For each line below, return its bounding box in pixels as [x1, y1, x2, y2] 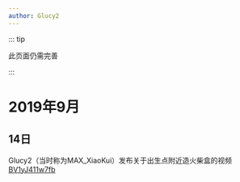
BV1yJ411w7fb [8, 164, 56, 174]
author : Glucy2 [8, 11, 60, 20]
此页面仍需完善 [8, 50, 58, 61]
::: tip [8, 34, 26, 44]
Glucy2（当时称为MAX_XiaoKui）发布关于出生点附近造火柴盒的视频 [8, 155, 233, 165]
